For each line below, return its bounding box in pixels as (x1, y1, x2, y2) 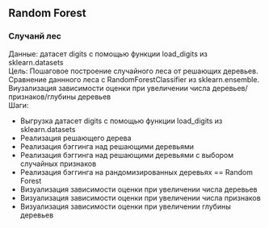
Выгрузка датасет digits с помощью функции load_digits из (19, 116, 223, 126)
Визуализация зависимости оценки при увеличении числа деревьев (19, 184, 258, 194)
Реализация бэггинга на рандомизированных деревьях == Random (19, 167, 253, 176)
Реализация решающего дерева (19, 133, 132, 143)
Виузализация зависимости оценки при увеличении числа (8, 83, 211, 93)
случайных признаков (19, 159, 97, 168)
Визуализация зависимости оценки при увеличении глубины (19, 201, 232, 211)
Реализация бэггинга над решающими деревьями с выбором (19, 150, 234, 160)
